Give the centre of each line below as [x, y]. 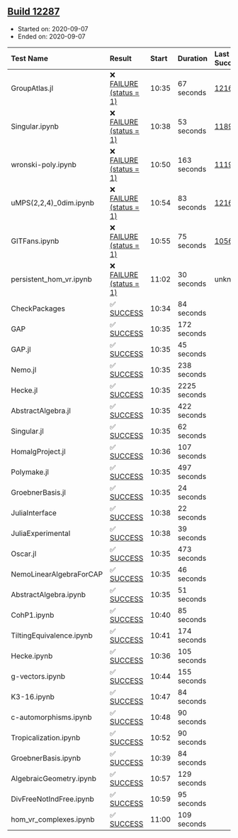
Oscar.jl [24, 554]
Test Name [29, 58]
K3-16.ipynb [33, 697]
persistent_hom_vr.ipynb [51, 279]
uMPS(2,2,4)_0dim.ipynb [52, 203]
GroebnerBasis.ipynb [46, 758]
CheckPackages [38, 308]
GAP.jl [21, 349]
